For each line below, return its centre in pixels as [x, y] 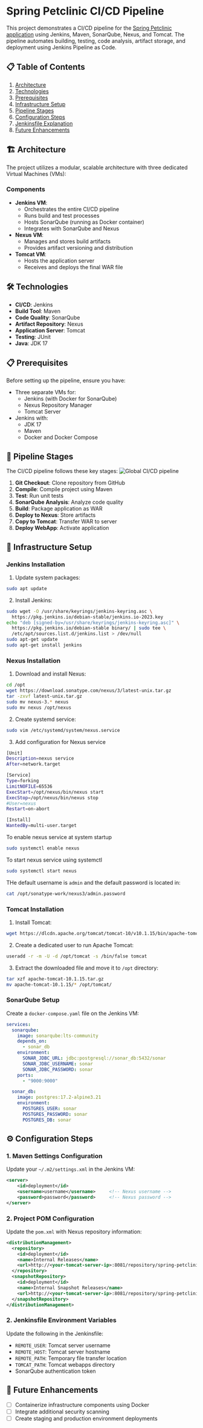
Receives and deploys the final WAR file [73, 267]
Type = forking [23, 781]
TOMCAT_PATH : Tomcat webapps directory [65, 1364]
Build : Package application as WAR [59, 509]
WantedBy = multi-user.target [42, 826]
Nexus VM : [29, 235]
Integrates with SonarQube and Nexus [72, 228]
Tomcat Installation [35, 909]
